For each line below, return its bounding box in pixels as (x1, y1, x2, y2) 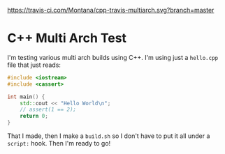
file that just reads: (7, 61, 61, 69)
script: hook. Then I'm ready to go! (7, 139, 111, 148)
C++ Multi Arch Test (7, 31, 127, 46)
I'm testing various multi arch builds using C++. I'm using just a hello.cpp (7, 53, 219, 61)
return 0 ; (20, 113, 49, 120)
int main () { (7, 93, 45, 100)
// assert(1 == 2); (20, 106, 77, 114)
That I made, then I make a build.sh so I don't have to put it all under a (7, 132, 210, 140)
